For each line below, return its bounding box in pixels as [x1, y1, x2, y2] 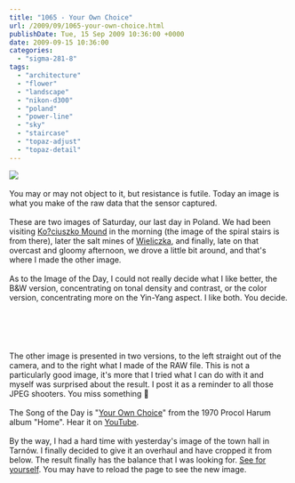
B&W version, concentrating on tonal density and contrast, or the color [9, 282, 267, 294]
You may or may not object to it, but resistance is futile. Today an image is [9, 188, 280, 198]
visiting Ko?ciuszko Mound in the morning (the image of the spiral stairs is [9, 226, 280, 237]
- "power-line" [17, 112, 74, 121]
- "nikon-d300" [17, 95, 74, 105]
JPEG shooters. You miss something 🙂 [9, 388, 149, 398]
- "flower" [17, 79, 58, 88]
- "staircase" [17, 129, 69, 138]
